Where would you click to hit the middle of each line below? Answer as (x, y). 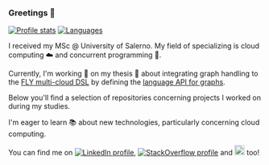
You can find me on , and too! (134, 153)
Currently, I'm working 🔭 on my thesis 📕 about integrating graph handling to (133, 74)
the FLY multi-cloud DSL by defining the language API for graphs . (117, 82)
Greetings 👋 (32, 13)
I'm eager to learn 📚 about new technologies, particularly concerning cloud (134, 122)
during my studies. (39, 106)
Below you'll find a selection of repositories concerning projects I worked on (135, 98)
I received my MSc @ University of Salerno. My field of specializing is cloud (134, 46)
